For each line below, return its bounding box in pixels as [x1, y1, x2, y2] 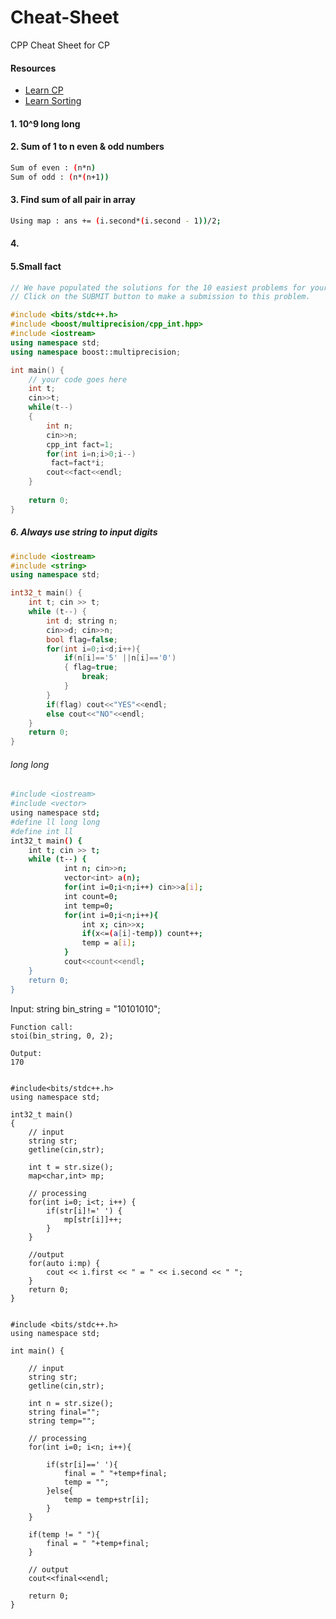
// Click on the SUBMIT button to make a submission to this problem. [10, 292, 311, 302]
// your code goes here [28, 374, 128, 385]
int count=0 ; [63, 891, 118, 901]
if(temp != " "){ [28, 1529, 101, 1540]
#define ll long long [10, 817, 101, 827]
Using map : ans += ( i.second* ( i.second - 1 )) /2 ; [10, 216, 222, 226]
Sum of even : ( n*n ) [10, 162, 97, 173]
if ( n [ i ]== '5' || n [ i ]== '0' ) [63, 653, 177, 663]
